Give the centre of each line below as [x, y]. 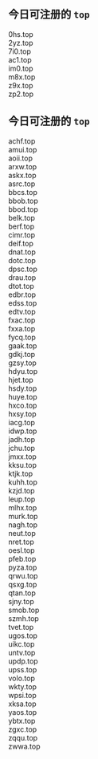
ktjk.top [21, 473]
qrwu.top [23, 575]
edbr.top [22, 294]
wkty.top [23, 686]
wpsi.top [23, 695]
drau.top [22, 277]
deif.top [21, 243]
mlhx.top [23, 507]
